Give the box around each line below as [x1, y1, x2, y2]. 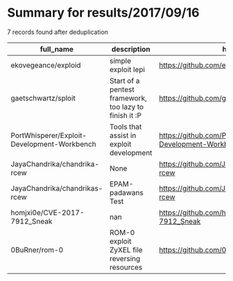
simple [110, 56, 132, 65]
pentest [110, 85, 135, 94]
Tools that [110, 121, 142, 131]
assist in [110, 130, 137, 140]
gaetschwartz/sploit [10, 93, 76, 103]
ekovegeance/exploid [10, 60, 81, 70]
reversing [110, 253, 141, 263]
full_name [40, 44, 74, 53]
